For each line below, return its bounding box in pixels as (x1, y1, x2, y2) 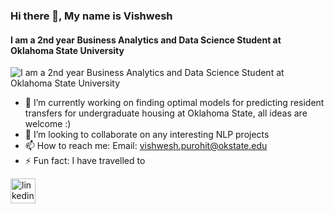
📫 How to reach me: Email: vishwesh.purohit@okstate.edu (24, 140, 268, 152)
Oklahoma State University (10, 44, 125, 56)
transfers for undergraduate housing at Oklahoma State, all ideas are (24, 107, 308, 119)
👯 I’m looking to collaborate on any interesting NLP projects (24, 129, 270, 141)
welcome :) (24, 118, 72, 130)
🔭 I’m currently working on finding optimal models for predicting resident (24, 97, 325, 109)
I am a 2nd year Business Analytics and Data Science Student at (10, 34, 282, 46)
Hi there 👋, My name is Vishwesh (10, 9, 173, 23)
